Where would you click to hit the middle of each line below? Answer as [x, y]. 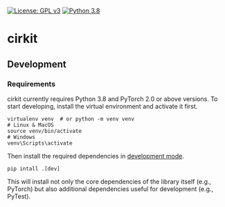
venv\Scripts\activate [40, 143]
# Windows [21, 137]
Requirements [31, 84]
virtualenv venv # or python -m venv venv [71, 119]
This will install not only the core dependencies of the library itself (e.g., [109, 181]
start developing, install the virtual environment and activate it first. [102, 106]
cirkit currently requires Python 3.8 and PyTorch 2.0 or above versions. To [112, 99]
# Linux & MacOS [30, 125]
